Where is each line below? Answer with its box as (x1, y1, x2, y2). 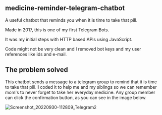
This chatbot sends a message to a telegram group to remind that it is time (5, 79, 157, 85)
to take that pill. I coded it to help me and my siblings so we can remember (5, 84, 157, 90)
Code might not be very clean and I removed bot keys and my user (5, 46, 141, 52)
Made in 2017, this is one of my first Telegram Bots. (5, 27, 109, 33)
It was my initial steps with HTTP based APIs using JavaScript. (5, 36, 133, 42)
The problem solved (5, 65, 68, 74)
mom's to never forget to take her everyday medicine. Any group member (5, 89, 156, 95)
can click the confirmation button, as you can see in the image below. (5, 94, 147, 101)
